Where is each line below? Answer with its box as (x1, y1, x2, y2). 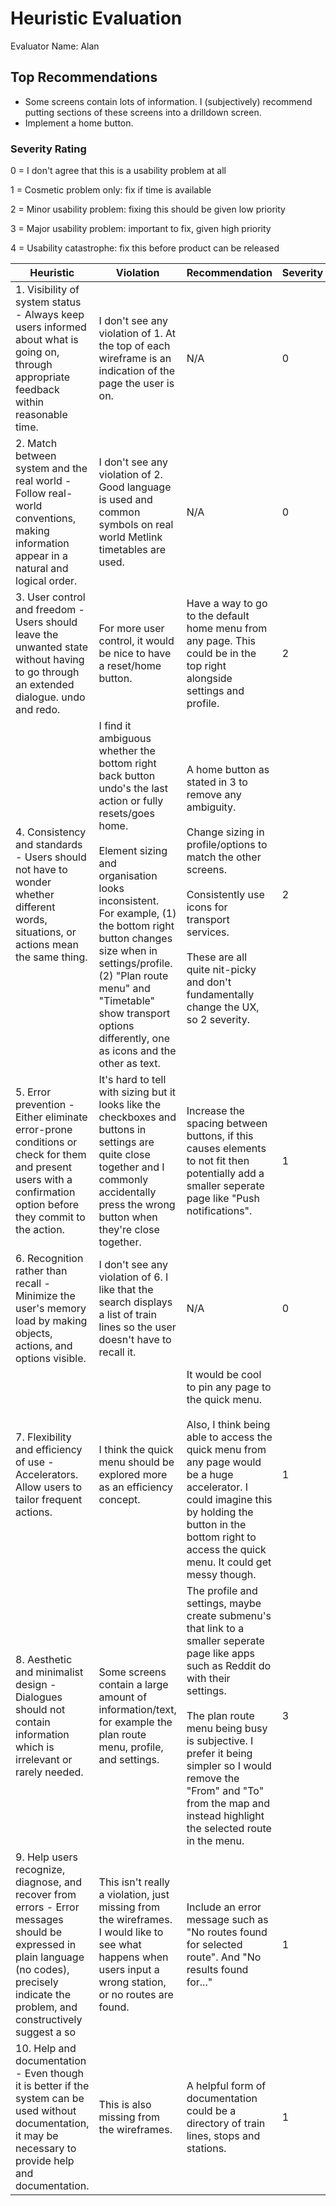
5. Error (15, 1085, 52, 1099)
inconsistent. (98, 894, 160, 908)
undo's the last (98, 782, 169, 796)
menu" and (98, 982, 151, 996)
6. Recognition (15, 1252, 84, 1266)
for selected (186, 1938, 243, 1952)
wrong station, (98, 1975, 167, 1989)
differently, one (98, 1032, 170, 1046)
